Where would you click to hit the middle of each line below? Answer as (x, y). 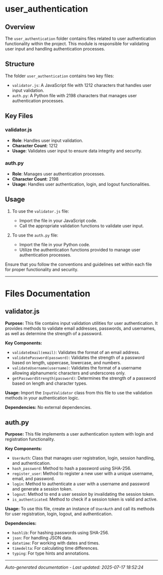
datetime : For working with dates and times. (56, 543)
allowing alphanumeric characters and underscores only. (69, 373)
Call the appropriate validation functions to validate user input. (81, 226)
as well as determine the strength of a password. (54, 333)
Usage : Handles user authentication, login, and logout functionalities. (81, 184)
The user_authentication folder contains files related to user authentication (81, 38)
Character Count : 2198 (35, 179)
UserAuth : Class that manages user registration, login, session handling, (83, 458)
